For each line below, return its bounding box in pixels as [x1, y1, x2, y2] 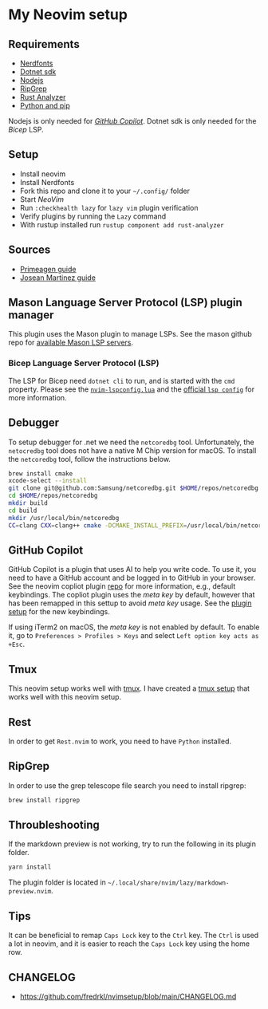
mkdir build [8, 499, 48, 507]
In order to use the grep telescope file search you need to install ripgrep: [8, 780, 246, 790]
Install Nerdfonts [19, 177, 75, 187]
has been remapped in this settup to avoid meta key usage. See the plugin [8, 598, 252, 608]
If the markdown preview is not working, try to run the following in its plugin [8, 839, 257, 849]
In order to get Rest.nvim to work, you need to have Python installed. [8, 736, 232, 746]
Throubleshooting [8, 818, 100, 832]
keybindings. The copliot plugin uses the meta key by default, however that [8, 590, 255, 600]
